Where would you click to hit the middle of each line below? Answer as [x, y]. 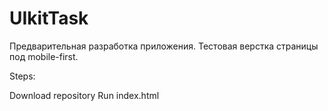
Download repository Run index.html [84, 95]
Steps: [22, 76]
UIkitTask [49, 18]
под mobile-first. [44, 56]
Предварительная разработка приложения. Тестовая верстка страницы [164, 46]
